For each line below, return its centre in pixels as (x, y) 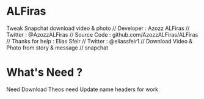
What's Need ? (45, 72)
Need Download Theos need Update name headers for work (82, 89)
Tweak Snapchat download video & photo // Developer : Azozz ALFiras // (98, 28)
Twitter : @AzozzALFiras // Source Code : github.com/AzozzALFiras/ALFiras (102, 34)
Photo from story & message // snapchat (57, 48)
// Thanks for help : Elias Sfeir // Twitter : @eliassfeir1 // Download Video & (100, 41)
